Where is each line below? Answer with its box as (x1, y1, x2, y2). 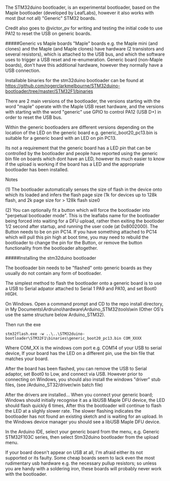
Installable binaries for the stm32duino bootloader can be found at (5, 78, 144, 83)
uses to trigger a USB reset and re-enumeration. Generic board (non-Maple (5, 57, 163, 63)
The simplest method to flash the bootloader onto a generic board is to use (5, 280, 162, 286)
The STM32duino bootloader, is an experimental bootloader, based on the (5, 5, 160, 10)
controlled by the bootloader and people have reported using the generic (5, 150, 158, 156)
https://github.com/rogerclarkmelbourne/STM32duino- (5, 83, 120, 89)
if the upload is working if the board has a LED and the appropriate (5, 161, 145, 167)
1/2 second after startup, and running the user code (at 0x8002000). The (5, 223, 158, 229)
